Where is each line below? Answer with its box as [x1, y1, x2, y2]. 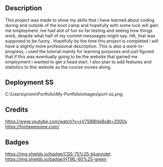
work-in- [126, 43, 144, 49]
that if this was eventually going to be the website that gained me [5, 54, 138, 59]
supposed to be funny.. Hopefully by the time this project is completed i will [5, 38, 159, 44]
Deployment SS [5, 78, 54, 86]
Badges [5, 138, 29, 146]
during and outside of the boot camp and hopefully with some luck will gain [5, 22, 159, 28]
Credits [5, 105, 29, 114]
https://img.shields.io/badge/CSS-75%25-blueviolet [5, 151, 111, 157]
